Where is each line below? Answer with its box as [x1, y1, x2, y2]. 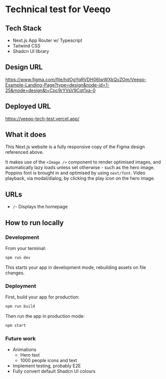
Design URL [5, 63, 43, 72]
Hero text [20, 352, 40, 358]
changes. [5, 269, 25, 276]
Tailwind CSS [12, 43, 41, 49]
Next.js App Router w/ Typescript [12, 37, 83, 43]
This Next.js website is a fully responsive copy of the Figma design [5, 144, 145, 150]
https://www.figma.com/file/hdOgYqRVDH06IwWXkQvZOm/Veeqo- [5, 76, 147, 83]
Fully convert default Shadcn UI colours [12, 368, 95, 374]
